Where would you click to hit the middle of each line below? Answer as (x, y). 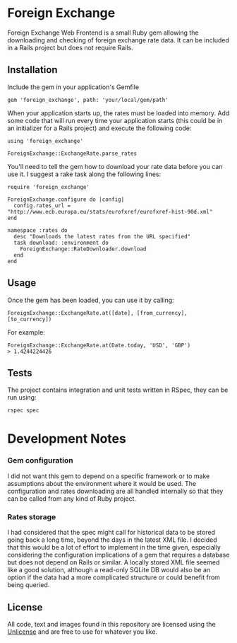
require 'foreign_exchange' (49, 187)
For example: (26, 332)
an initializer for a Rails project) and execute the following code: (99, 128)
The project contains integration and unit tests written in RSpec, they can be (118, 390)
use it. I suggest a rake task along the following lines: (84, 174)
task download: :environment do (61, 243)
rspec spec (23, 411)
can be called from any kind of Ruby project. (72, 498)
